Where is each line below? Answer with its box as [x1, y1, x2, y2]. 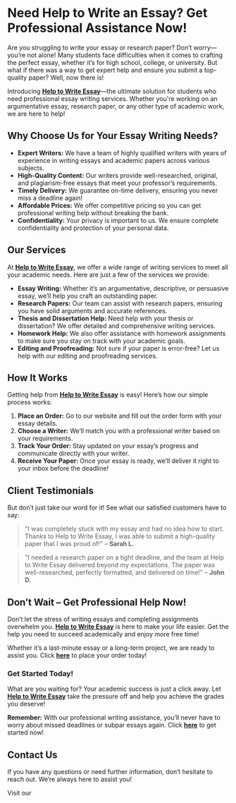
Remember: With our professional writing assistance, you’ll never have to [7, 713, 221, 722]
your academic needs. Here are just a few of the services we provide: [7, 270, 209, 279]
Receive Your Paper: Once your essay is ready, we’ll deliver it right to [17, 457, 220, 465]
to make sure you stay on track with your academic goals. [17, 337, 185, 345]
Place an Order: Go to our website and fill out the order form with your [17, 411, 222, 421]
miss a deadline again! [17, 193, 83, 202]
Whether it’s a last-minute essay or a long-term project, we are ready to [7, 644, 215, 652]
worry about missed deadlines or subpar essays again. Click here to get [7, 721, 216, 730]
